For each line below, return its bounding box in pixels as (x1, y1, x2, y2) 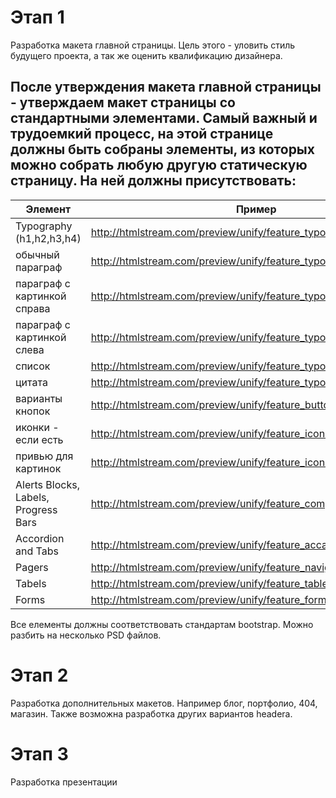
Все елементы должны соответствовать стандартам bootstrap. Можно (10, 618, 314, 630)
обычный (15, 247, 60, 261)
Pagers (15, 560, 49, 574)
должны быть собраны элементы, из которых (10, 141, 315, 158)
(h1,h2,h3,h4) (15, 231, 82, 245)
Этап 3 (10, 742, 69, 765)
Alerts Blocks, (15, 477, 80, 491)
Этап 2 (10, 664, 69, 686)
